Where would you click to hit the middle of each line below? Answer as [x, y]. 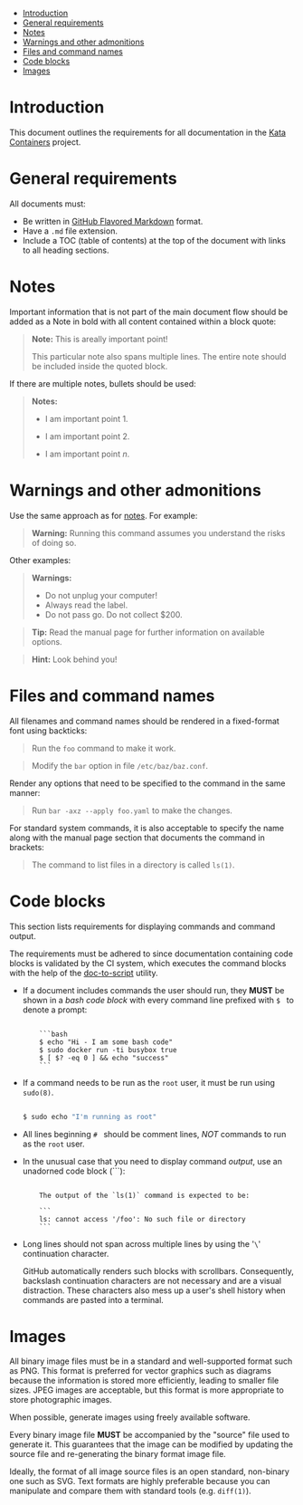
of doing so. [54, 542]
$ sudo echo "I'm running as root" [90, 1117]
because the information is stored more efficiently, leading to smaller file [144, 1381]
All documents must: [47, 204]
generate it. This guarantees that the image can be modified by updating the [151, 1444]
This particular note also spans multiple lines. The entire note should [159, 356]
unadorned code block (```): [74, 1171]
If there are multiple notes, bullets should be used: [103, 383]
